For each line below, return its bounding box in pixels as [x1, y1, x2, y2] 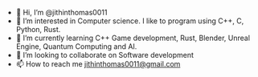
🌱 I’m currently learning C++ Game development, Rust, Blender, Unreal [15, 33, 251, 43]
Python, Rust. [15, 25, 61, 34]
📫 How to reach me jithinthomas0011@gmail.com [15, 59, 181, 68]
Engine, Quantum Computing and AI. [15, 42, 137, 51]
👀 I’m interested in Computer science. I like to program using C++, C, [15, 16, 244, 26]
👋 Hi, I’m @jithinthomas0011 [15, 8, 108, 17]
